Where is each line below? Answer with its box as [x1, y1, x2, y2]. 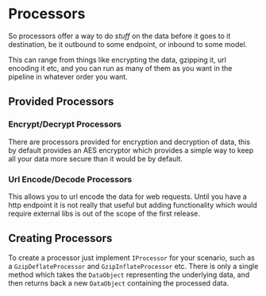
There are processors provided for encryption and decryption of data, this [8, 137, 251, 146]
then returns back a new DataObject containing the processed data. [8, 278, 229, 287]
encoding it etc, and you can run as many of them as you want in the [8, 63, 233, 72]
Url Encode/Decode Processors [8, 173, 133, 185]
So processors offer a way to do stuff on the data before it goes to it [8, 31, 231, 41]
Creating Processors [8, 232, 113, 245]
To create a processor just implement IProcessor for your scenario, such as [8, 252, 256, 263]
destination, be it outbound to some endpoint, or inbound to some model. [8, 39, 248, 49]
